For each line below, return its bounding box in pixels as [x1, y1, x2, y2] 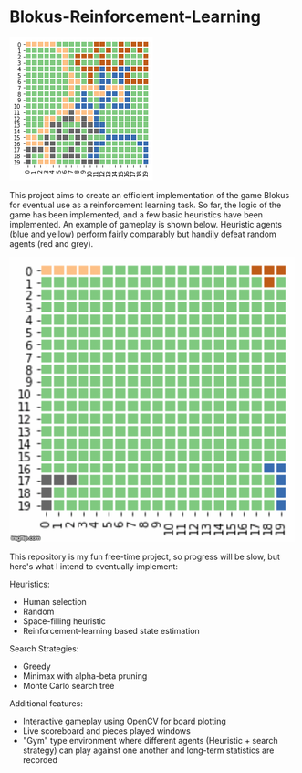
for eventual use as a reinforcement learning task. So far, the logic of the [9, 199, 282, 210]
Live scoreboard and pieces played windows [22, 725, 192, 736]
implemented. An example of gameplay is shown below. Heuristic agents [9, 218, 283, 229]
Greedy [22, 661, 52, 672]
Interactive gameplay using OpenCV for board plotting [22, 715, 226, 726]
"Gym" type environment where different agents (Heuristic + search [22, 735, 278, 746]
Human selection [22, 596, 87, 607]
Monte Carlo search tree [22, 680, 115, 691]
